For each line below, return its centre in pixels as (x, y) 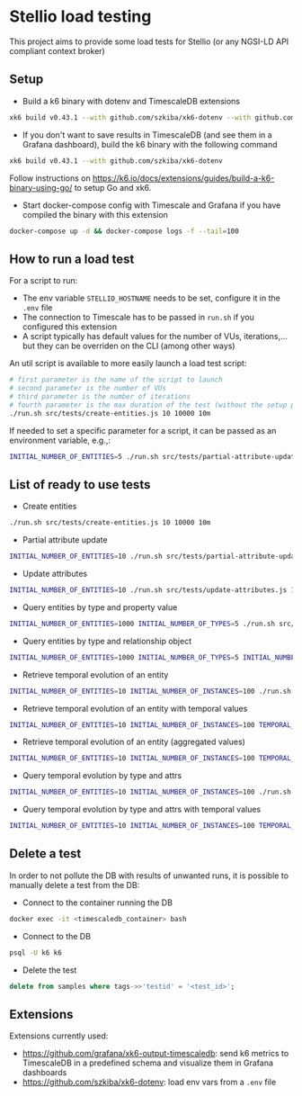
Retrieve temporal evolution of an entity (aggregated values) (133, 742)
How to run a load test (72, 259)
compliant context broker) (57, 50)
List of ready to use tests (80, 485)
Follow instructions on (50, 178)
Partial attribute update (65, 540)
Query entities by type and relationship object (107, 641)
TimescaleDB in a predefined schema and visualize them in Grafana (148, 1063)
